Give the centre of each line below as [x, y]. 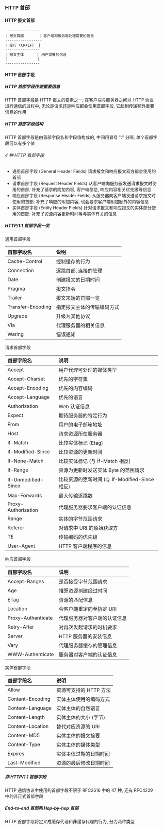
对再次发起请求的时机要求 [88, 627]
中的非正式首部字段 [24, 796]
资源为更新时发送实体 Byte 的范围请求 [101, 470]
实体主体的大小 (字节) [81, 717]
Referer [16, 527]
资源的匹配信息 [76, 600]
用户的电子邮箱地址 [81, 425]
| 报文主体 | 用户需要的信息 [36, 55]
